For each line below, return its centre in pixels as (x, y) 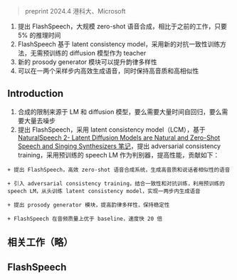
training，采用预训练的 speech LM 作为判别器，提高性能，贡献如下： (118, 155)
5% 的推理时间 (39, 35)
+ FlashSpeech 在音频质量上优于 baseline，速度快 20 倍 (85, 219)
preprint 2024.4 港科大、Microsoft (75, 11)
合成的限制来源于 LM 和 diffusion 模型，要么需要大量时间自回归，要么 (120, 112)
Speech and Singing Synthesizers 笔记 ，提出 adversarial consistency (119, 146)
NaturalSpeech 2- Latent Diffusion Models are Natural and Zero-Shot (119, 138)
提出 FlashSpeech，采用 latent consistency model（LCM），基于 (112, 129)
